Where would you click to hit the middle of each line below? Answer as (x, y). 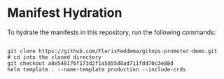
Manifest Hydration (65, 13)
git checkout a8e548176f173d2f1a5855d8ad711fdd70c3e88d (90, 63)
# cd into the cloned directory (54, 57)
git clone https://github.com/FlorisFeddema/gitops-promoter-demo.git (112, 51)
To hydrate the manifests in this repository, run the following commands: (112, 32)
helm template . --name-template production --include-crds (97, 69)
